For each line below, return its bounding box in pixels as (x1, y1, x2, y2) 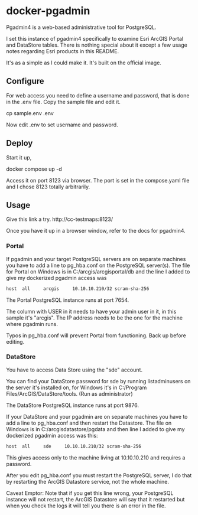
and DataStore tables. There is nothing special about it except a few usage (6, 41, 187, 48)
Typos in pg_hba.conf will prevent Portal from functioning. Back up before (6, 332, 186, 339)
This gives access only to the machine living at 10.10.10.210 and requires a (6, 454, 186, 461)
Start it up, (6, 154, 32, 161)
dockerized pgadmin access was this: (6, 432, 99, 439)
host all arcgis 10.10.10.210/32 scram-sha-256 (6, 285, 150, 292)
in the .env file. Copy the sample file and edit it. (6, 98, 121, 105)
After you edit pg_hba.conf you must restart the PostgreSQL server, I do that (6, 471, 192, 479)
